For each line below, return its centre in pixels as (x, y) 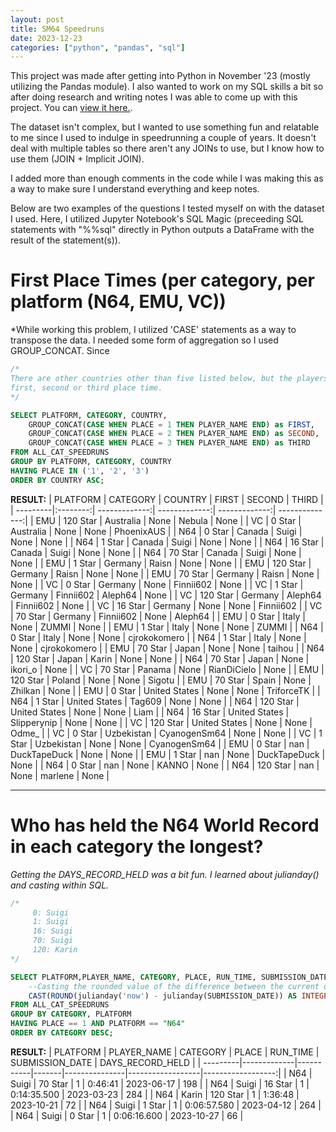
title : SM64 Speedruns (57, 29)
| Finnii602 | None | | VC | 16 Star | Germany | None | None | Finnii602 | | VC (166, 605)
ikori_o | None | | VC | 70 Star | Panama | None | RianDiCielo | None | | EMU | (167, 669)
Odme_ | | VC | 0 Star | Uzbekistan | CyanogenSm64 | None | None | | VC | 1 (166, 733)
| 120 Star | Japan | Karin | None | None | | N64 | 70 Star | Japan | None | (160, 658)
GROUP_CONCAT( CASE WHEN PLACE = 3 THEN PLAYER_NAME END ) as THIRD (169, 443)
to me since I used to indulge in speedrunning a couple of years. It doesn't (163, 138)
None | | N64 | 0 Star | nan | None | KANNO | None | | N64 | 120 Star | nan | (165, 765)
